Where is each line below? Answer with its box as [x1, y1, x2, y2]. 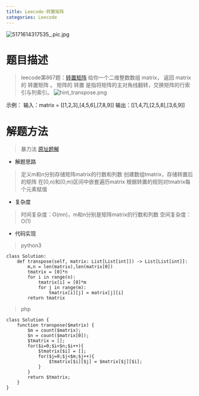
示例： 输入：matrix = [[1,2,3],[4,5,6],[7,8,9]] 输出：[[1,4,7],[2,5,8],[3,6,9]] [6, 102, 185, 109]
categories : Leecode [6, 14, 58, 20]
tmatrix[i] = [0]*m [38, 279, 86, 286]
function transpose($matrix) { [17, 322, 95, 328]
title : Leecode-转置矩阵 [6, 8, 64, 15]
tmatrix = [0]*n [27, 269, 68, 275]
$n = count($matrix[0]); [27, 333, 89, 339]
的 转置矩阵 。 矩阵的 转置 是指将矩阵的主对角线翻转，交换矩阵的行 [20, 82, 185, 89]
